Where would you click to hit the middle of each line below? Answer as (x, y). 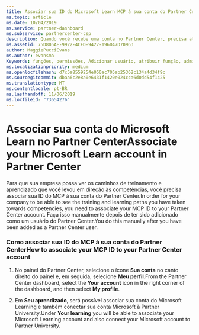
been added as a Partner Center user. (52, 227)
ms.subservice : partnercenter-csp (49, 34)
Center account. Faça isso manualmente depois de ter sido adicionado (92, 214)
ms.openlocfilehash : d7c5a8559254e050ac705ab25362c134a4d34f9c (86, 72)
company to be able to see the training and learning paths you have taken (96, 202)
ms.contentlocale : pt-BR (37, 89)
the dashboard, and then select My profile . (67, 289)
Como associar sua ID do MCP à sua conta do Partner (84, 242)
